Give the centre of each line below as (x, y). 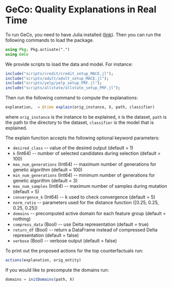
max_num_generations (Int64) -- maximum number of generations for (84, 164)
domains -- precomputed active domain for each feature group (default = (89, 213)
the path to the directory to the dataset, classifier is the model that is (80, 122)
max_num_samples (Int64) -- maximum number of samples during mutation (90, 186)
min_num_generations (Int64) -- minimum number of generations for (84, 175)
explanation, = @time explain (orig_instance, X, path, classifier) (80, 107)
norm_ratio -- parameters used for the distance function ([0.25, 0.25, (86, 203)
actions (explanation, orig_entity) (43, 260)
